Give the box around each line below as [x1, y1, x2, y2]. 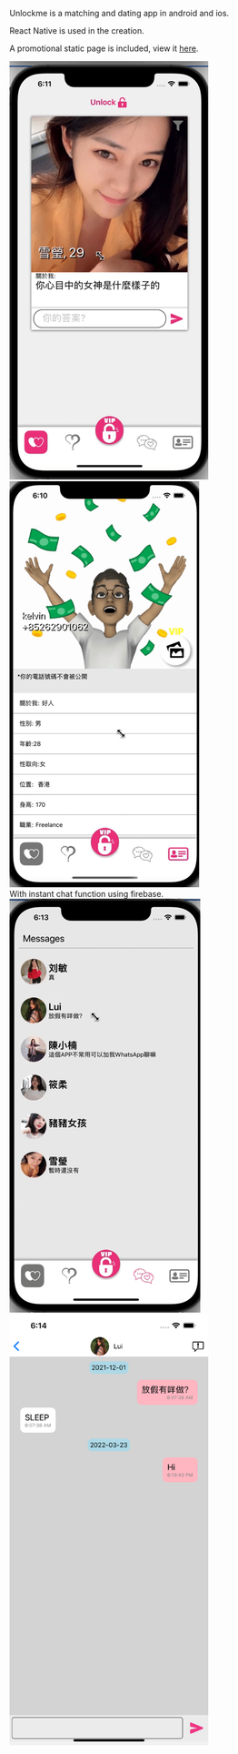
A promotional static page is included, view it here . [9, 43, 199, 54]
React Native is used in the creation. [9, 25, 145, 35]
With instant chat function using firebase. [9, 889, 164, 899]
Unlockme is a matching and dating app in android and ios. [9, 8, 230, 18]
